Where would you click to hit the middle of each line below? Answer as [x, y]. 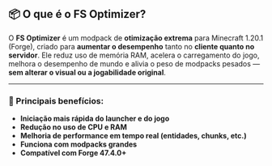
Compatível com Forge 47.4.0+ [73, 153]
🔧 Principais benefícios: [56, 100]
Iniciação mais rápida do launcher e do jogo [95, 119]
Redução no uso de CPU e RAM [73, 127]
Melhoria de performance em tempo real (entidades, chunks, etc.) [133, 136]
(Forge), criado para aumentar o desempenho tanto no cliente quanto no [132, 46]
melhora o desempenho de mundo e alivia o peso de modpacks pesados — [134, 63]
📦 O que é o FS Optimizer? [77, 14]
